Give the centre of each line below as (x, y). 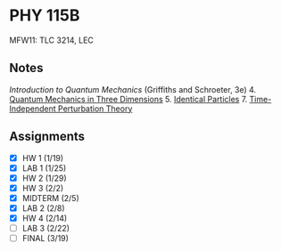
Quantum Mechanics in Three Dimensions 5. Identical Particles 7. (128, 99)
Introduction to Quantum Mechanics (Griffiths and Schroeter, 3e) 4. (133, 89)
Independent (33, 109)
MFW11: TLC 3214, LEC (51, 40)
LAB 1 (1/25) (44, 168)
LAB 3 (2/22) (45, 228)
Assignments (47, 137)
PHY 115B (45, 16)
